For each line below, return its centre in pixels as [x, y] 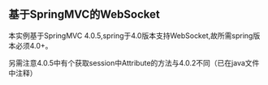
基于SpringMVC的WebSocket [84, 15]
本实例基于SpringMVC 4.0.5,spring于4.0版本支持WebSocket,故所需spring [131, 36]
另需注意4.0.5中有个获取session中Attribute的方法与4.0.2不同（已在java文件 [134, 62]
